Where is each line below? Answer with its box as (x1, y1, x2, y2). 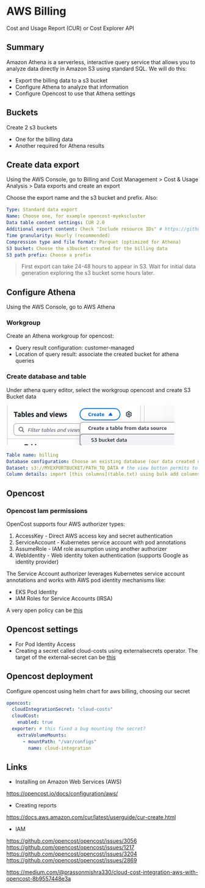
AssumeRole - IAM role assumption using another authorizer (15, 545, 168, 552)
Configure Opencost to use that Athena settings (15, 90, 135, 97)
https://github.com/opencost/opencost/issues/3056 (6, 837, 137, 845)
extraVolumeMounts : (17, 732, 67, 738)
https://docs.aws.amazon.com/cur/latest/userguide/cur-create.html (6, 813, 176, 821)
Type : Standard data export (6, 206, 78, 213)
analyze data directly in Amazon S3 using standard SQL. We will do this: (6, 65, 187, 72)
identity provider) (15, 558, 59, 566)
